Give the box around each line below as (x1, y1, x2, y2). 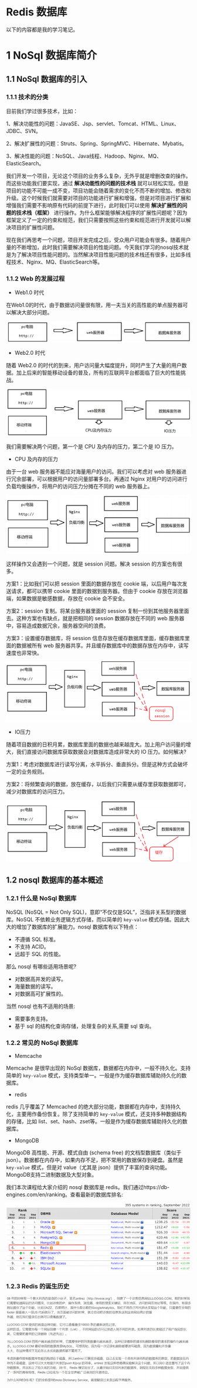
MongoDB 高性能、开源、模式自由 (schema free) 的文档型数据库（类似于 (6, 1149, 182, 1156)
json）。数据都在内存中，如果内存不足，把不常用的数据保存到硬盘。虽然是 (6, 1157, 184, 1164)
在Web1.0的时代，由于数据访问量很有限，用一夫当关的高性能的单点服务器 (6, 301, 183, 309)
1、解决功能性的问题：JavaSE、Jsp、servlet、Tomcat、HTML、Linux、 (6, 120, 180, 127)
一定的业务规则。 (6, 768, 47, 775)
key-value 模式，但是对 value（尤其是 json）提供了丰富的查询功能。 (6, 1164, 171, 1171)
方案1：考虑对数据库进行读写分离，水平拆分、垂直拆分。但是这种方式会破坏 (6, 761, 188, 768)
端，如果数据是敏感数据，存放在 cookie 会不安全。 (6, 595, 128, 602)
